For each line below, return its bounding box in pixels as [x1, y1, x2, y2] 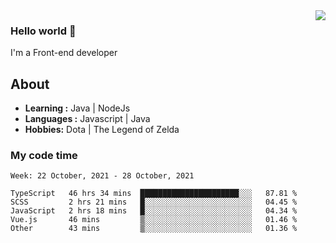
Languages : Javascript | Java [24, 113, 151, 125]
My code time [10, 149, 78, 163]
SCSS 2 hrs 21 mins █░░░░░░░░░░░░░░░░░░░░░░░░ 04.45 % [10, 197, 298, 208]
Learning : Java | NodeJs [24, 102, 131, 114]
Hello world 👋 [10, 24, 77, 38]
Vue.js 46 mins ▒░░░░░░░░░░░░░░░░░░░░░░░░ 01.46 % [10, 215, 298, 225]
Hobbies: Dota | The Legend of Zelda [24, 124, 180, 136]
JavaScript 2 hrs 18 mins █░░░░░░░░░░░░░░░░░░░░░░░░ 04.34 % [10, 206, 298, 216]
